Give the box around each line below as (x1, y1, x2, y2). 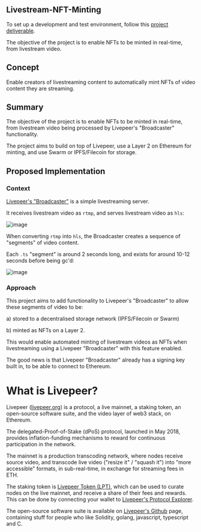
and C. (6, 520, 23, 527)
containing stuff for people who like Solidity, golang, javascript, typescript (6, 514, 188, 521)
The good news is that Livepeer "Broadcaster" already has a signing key (6, 356, 185, 363)
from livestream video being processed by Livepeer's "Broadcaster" (6, 124, 175, 131)
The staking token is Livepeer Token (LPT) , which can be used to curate (6, 483, 184, 491)
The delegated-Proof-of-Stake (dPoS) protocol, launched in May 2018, (6, 428, 181, 435)
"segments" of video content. (6, 239, 79, 247)
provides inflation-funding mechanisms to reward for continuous (6, 434, 166, 441)
